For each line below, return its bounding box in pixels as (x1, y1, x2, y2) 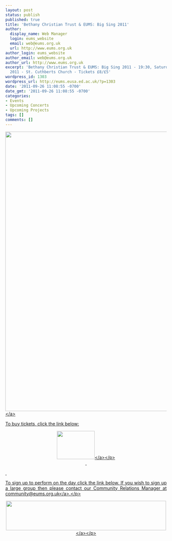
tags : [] (5, 112, 24, 118)
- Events (5, 98, 24, 103)
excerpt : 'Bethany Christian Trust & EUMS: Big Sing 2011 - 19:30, (5, 65, 153, 70)
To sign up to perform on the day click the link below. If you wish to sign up (5, 479, 167, 486)
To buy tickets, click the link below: (5, 420, 79, 427)
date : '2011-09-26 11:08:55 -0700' (5, 84, 81, 89)
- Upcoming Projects (5, 108, 50, 113)
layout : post (5, 7, 33, 13)
